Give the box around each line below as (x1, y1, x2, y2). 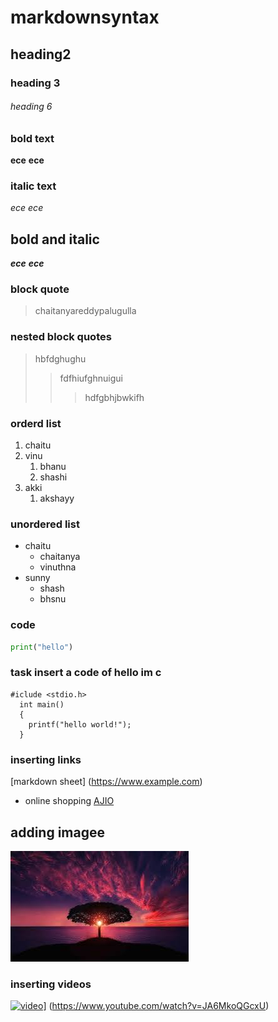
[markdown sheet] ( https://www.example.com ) (10, 776, 203, 788)
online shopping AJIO (24, 795, 115, 807)
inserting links (10, 752, 82, 766)
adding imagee (10, 824, 106, 841)
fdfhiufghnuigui (59, 372, 123, 384)
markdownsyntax (10, 6, 160, 29)
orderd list (10, 416, 62, 430)
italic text (10, 179, 57, 193)
